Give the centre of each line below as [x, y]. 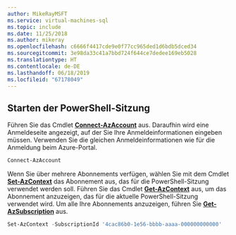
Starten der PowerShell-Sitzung [79, 108]
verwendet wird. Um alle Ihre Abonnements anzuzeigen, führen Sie [105, 204]
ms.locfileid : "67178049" [45, 79]
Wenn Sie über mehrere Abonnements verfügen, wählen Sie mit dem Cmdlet [118, 174]
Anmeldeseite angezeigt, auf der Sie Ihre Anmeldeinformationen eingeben [115, 133]
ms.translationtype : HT [42, 60]
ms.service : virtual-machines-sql [58, 20]
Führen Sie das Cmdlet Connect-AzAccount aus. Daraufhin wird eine [108, 125]
